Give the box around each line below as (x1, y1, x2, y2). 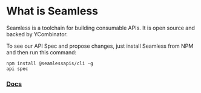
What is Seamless (6, 4, 99, 18)
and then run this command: (6, 48, 77, 56)
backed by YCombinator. (6, 30, 68, 37)
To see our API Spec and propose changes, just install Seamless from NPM (6, 42, 194, 50)
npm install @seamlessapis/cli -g (6, 60, 94, 66)
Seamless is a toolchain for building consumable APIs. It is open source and (6, 24, 195, 31)
